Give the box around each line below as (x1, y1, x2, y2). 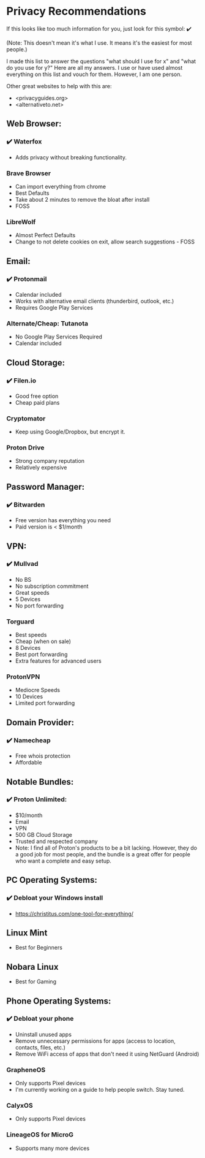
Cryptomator (6, 414, 46, 422)
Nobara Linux (6, 961, 59, 972)
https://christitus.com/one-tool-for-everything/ (15, 910, 133, 917)
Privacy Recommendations (6, 4, 147, 18)
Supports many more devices (15, 1145, 90, 1152)
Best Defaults (15, 189, 50, 197)
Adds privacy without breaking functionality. (15, 153, 127, 161)
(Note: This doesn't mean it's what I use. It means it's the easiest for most (6, 39, 192, 47)
